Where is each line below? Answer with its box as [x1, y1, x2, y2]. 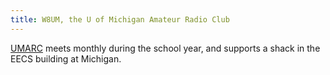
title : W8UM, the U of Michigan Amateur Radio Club [10, 14, 230, 25]
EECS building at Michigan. [10, 52, 122, 65]
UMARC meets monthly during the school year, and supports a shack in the [10, 42, 321, 54]
